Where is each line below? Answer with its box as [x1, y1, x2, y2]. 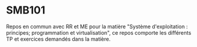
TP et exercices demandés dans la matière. [6, 35, 111, 42]
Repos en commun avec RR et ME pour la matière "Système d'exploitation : [6, 23, 188, 30]
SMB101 [6, 4, 45, 17]
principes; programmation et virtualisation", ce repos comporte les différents [6, 29, 192, 36]
